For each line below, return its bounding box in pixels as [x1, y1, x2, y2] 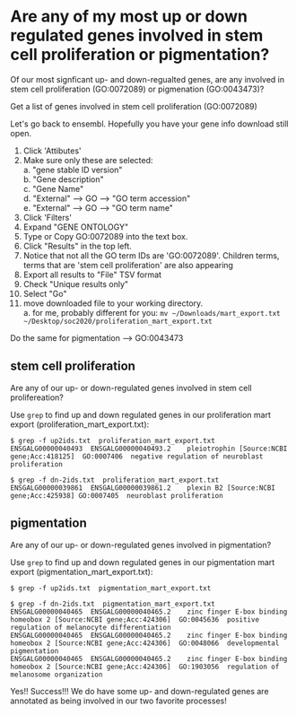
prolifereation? [10, 392, 64, 403]
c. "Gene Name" [22, 183, 84, 194]
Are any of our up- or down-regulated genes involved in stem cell [10, 382, 252, 393]
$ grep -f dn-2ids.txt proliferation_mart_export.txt [10, 475, 220, 484]
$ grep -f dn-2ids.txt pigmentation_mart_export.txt [10, 599, 216, 608]
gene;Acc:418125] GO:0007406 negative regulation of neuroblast [10, 451, 264, 461]
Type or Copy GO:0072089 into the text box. [22, 231, 188, 241]
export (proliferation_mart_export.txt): [10, 419, 150, 430]
